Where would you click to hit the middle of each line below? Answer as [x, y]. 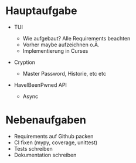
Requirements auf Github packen [54, 136]
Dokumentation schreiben [45, 155]
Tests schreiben [33, 148]
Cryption [25, 62]
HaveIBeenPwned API [40, 85]
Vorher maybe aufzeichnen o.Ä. [61, 45]
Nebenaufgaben [46, 120]
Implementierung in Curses [55, 50]
